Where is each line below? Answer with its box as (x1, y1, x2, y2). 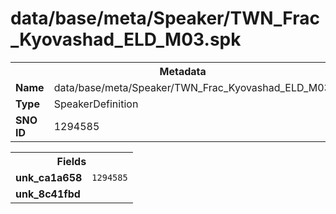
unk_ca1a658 (15, 170, 83, 184)
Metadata (159, 64, 207, 78)
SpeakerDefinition (53, 97, 139, 111)
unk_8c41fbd (15, 187, 81, 201)
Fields (56, 154, 87, 168)
